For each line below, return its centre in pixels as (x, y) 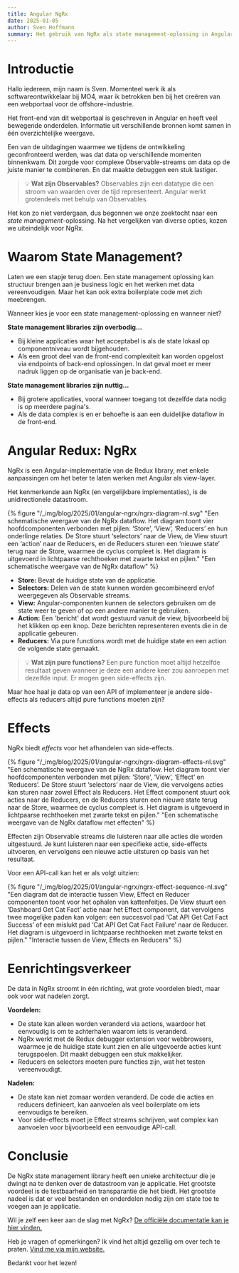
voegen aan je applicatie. (44, 1206)
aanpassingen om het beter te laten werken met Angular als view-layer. (112, 478)
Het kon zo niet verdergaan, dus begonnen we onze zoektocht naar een (112, 213)
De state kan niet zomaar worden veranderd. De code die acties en (116, 1097)
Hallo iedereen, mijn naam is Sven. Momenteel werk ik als (92, 89)
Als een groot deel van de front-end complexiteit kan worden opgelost (121, 356)
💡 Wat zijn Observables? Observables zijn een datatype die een (119, 183)
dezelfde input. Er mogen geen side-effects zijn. (95, 678)
